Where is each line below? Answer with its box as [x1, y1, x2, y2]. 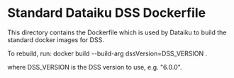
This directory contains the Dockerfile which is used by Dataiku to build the [7, 28, 227, 37]
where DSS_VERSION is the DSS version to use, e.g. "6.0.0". [7, 63, 182, 71]
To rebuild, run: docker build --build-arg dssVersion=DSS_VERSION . [7, 49, 208, 58]
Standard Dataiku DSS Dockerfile [7, 5, 206, 21]
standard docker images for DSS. [7, 35, 104, 44]
